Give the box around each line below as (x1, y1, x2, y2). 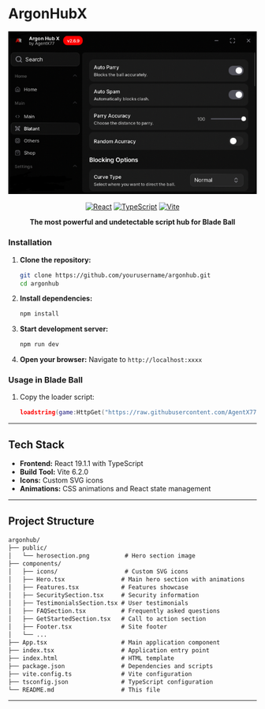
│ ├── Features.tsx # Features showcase (8, 583, 189, 591)
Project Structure (8, 514, 95, 528)
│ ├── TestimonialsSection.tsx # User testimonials (8, 599, 189, 607)
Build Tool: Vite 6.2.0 (19, 467, 89, 477)
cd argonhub (19, 279, 59, 288)
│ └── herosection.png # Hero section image (8, 551, 196, 560)
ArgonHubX (8, 5, 88, 23)
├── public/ (8, 543, 47, 552)
